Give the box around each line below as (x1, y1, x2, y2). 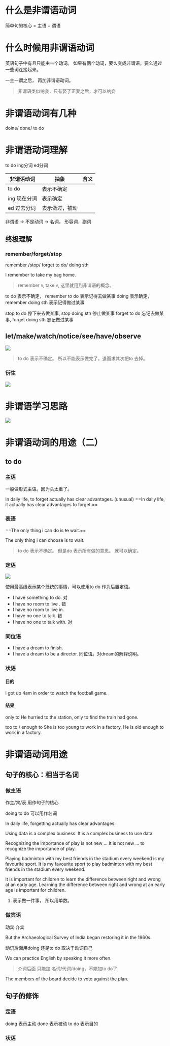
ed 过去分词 (8, 204, 36, 211)
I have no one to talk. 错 (12, 612, 62, 619)
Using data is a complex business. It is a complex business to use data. (5, 831, 154, 837)
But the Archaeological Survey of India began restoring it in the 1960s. (5, 934, 152, 940)
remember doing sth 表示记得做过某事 (5, 299, 85, 306)
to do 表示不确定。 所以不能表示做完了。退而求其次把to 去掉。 (17, 355, 148, 362)
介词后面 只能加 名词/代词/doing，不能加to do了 (17, 966, 118, 972)
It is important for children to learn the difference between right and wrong (5, 876, 161, 883)
